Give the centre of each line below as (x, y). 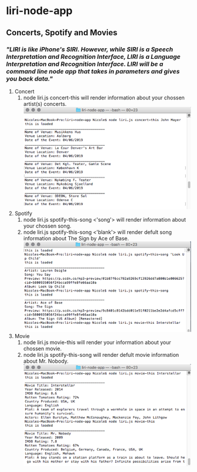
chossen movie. (43, 349)
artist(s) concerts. (45, 103)
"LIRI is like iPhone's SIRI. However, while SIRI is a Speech (90, 49)
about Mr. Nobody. (46, 361)
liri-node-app (39, 11)
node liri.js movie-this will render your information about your (97, 342)
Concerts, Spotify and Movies (62, 33)
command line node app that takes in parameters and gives (93, 71)
